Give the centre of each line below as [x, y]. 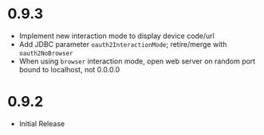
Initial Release [42, 123]
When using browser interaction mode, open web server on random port [137, 61]
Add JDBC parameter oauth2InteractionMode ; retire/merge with [123, 44]
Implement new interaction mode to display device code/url [116, 36]
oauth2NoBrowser [46, 53]
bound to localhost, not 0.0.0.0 [69, 69]
